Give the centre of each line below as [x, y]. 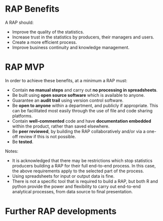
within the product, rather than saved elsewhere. [61, 126]
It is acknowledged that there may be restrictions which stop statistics [82, 160]
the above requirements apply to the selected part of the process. [78, 171]
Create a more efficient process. [45, 42]
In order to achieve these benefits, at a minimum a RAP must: [66, 80]
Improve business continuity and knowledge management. [71, 47]
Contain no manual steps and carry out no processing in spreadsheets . [85, 90]
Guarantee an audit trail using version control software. [68, 100]
